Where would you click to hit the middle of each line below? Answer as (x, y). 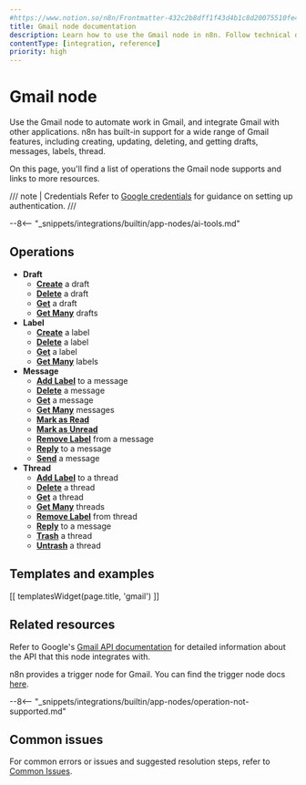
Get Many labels (67, 361)
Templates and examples (82, 574)
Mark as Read (62, 419)
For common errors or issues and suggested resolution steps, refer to (140, 761)
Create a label (63, 332)
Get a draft (56, 303)
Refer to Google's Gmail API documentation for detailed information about (148, 646)
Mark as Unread (67, 429)
